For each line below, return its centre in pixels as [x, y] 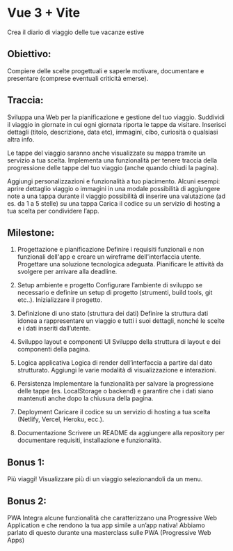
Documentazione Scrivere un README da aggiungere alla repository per [121, 433]
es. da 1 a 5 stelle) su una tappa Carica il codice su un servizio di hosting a [114, 203]
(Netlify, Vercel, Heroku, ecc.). [61, 419]
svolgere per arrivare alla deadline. [67, 272]
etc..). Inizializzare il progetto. [60, 300]
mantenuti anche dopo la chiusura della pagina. [85, 398]
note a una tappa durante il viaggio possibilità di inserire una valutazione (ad [116, 196]
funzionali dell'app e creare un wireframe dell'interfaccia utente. [109, 257]
